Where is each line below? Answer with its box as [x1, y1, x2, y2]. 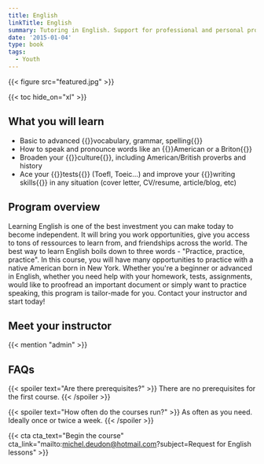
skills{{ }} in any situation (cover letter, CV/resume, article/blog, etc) [19, 178, 237, 187]
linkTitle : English [8, 19, 72, 27]
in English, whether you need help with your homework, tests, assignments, [8, 271, 253, 281]
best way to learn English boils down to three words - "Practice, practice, [8, 246, 245, 256]
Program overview [8, 201, 101, 214]
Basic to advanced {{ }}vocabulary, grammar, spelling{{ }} [19, 135, 203, 145]
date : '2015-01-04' [8, 33, 72, 42]
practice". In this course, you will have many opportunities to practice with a [8, 255, 254, 264]
